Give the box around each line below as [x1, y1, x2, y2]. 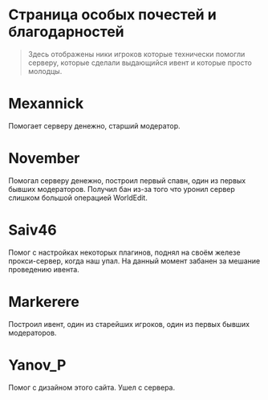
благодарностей [8, 22, 124, 41]
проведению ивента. [8, 264, 80, 274]
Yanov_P [8, 356, 67, 374]
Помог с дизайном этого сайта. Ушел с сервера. [8, 382, 175, 392]
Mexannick [8, 95, 84, 113]
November [8, 149, 80, 168]
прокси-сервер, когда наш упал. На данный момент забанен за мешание [8, 255, 261, 266]
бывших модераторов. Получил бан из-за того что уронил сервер [8, 184, 235, 194]
